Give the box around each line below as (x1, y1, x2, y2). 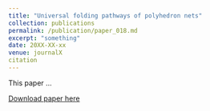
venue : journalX (8, 49, 63, 57)
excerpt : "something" (8, 34, 81, 42)
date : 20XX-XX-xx (8, 42, 67, 50)
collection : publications (8, 19, 95, 27)
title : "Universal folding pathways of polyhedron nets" (8, 11, 203, 20)
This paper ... (8, 77, 52, 88)
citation (8, 57, 38, 65)
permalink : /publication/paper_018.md (8, 26, 138, 34)
